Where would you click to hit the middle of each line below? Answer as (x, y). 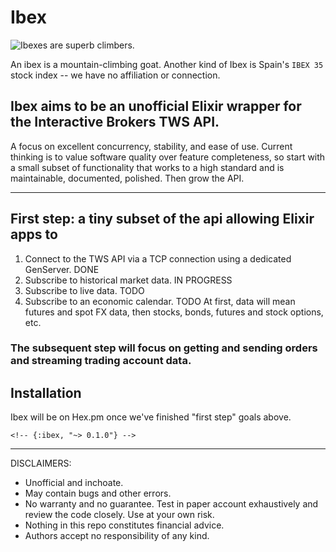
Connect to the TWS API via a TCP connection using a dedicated (158, 258)
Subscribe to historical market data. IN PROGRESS (128, 280)
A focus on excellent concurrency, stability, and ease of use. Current (151, 146)
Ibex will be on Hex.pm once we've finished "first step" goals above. (151, 417)
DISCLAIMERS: (41, 463)
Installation (46, 392)
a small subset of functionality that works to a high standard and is (147, 167)
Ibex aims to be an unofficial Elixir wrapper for (156, 106)
